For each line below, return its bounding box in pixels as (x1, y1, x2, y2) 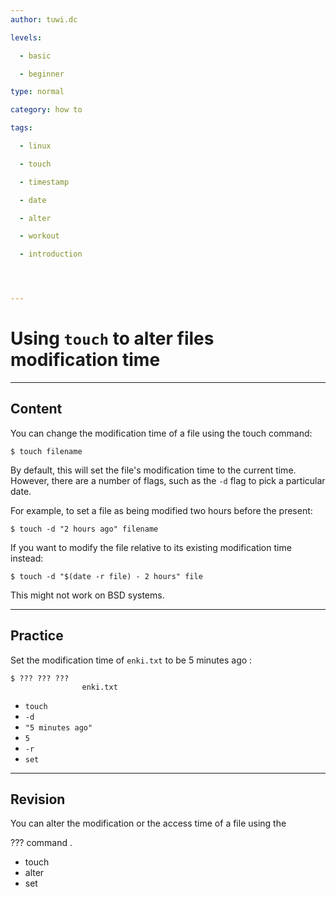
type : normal (10, 87, 65, 97)
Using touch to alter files (10, 327, 215, 350)
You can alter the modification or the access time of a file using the (10, 817, 287, 830)
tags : (10, 123, 33, 133)
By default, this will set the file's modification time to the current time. (10, 464, 297, 476)
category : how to (10, 105, 83, 115)
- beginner (19, 69, 65, 79)
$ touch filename (10, 446, 83, 456)
